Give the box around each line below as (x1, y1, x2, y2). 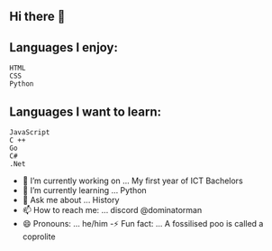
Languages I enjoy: (9, 40, 119, 55)
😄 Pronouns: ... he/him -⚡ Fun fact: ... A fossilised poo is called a (22, 218, 264, 229)
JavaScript (9, 128, 50, 137)
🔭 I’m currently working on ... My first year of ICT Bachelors (22, 175, 243, 186)
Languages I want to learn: (9, 104, 162, 119)
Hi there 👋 (9, 9, 66, 24)
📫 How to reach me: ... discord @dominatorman (22, 205, 203, 216)
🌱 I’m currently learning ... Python (22, 185, 147, 196)
